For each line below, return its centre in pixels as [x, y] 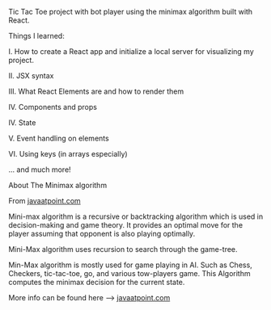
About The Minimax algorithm [58, 185]
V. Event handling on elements [59, 138]
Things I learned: [36, 36]
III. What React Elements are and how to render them [96, 91]
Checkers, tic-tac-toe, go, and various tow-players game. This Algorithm [129, 273]
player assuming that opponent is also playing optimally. [102, 234]
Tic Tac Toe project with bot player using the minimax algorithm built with [131, 12]
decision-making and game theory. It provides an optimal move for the [126, 225]
